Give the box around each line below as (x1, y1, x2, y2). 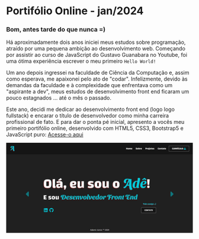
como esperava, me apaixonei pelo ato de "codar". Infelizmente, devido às (6, 75, 188, 82)
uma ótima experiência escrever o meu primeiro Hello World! (6, 58, 156, 65)
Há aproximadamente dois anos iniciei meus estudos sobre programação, (6, 39, 186, 46)
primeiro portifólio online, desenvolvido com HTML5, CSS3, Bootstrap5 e (6, 125, 184, 132)
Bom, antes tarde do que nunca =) (6, 26, 105, 34)
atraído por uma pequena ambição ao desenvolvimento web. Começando (6, 45, 185, 52)
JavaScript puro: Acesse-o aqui (6, 131, 84, 138)
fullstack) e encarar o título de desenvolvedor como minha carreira (6, 112, 169, 119)
